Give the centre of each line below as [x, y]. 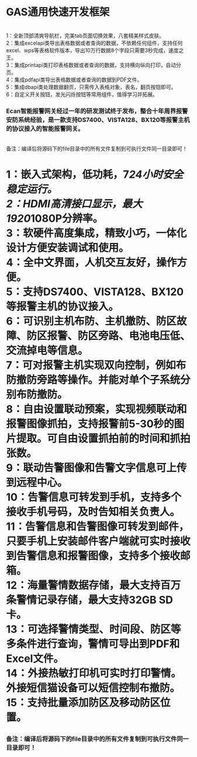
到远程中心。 [37, 483]
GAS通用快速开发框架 [58, 12]
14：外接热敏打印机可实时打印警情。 [94, 673]
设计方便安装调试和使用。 [68, 248]
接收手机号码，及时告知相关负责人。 [93, 512]
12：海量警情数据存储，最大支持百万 [94, 585]
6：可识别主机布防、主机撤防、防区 [91, 321]
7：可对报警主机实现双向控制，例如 [91, 365]
